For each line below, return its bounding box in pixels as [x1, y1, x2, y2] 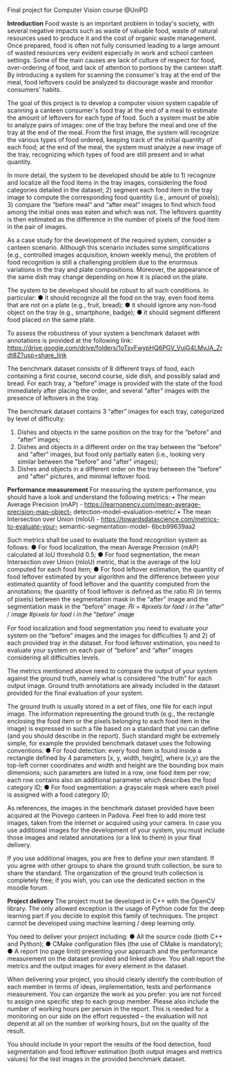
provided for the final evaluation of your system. [7, 689, 144, 697]
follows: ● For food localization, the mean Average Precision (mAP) [7, 543, 199, 551]
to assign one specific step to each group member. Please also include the [7, 997, 220, 1006]
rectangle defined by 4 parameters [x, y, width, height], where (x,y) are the [7, 754, 220, 762]
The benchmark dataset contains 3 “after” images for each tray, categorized [7, 408, 224, 415]
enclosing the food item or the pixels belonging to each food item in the [7, 717, 211, 725]
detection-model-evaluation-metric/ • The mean [73, 508, 211, 516]
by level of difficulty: [7, 415, 66, 423]
